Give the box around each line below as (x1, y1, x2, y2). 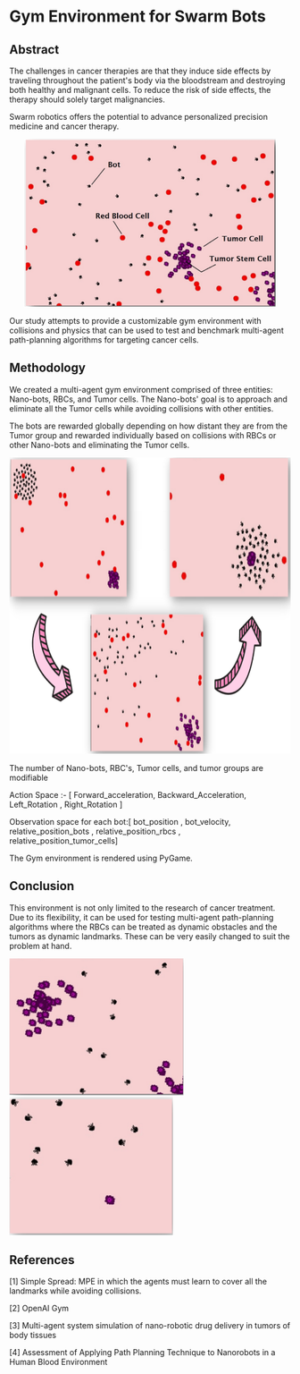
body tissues (9, 1330, 56, 1341)
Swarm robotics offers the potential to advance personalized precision (9, 112, 269, 122)
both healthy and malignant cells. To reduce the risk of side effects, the (9, 85, 271, 95)
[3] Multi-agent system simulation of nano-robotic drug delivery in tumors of (9, 1320, 291, 1331)
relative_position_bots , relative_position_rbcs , (9, 826, 181, 836)
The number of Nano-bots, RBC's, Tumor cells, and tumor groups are (9, 762, 263, 773)
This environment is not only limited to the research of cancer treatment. (9, 902, 276, 913)
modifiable (9, 772, 49, 783)
